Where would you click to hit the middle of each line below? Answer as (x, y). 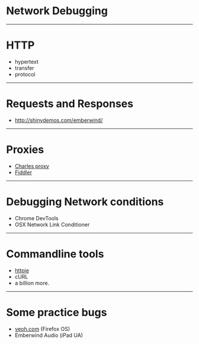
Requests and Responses (70, 104)
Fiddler (23, 172)
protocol (25, 74)
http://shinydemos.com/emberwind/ (59, 120)
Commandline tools (55, 254)
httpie (22, 270)
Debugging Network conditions (85, 202)
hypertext (26, 62)
